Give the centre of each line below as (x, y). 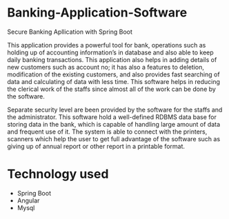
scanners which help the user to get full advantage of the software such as (114, 138)
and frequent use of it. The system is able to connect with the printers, (107, 132)
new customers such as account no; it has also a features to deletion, (106, 67)
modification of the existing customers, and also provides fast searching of (113, 74)
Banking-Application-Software (97, 13)
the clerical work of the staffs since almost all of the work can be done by (111, 89)
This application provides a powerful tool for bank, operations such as (107, 45)
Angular (28, 200)
